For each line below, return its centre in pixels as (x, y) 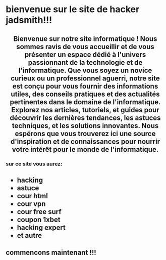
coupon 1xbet (39, 219)
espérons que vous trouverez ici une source (85, 133)
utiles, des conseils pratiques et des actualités (85, 94)
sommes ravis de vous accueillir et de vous (85, 47)
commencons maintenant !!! (51, 253)
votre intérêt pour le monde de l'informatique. (85, 149)
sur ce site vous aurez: (34, 164)
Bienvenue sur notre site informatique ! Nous (85, 39)
